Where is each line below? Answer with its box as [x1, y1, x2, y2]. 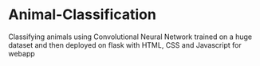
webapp [8, 49, 36, 58]
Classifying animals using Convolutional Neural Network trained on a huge [8, 32, 253, 41]
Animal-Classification [8, 6, 157, 24]
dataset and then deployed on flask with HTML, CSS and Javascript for [8, 40, 242, 49]
